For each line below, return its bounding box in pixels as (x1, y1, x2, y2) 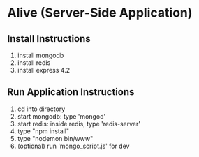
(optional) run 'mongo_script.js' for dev (17, 142, 130, 150)
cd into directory (17, 105, 66, 113)
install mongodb (17, 51, 64, 59)
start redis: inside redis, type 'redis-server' (17, 119, 141, 128)
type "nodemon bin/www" (17, 134, 94, 142)
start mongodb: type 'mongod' (17, 112, 106, 120)
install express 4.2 (17, 66, 71, 74)
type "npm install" (17, 127, 70, 135)
